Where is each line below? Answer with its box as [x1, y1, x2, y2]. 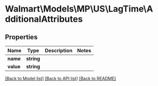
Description [45, 47, 73, 54]
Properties [5, 33, 38, 41]
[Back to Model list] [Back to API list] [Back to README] [5, 76, 116, 81]
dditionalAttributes [5, 14, 83, 25]
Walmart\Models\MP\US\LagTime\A [5, 3, 154, 14]
